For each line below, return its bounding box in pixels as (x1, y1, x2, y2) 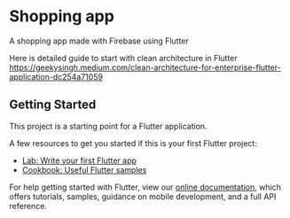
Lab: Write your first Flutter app (21, 155, 137, 166)
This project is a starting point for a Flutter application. (9, 121, 208, 131)
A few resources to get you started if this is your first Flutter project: (9, 137, 257, 148)
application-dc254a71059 (9, 71, 104, 82)
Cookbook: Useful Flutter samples (21, 164, 147, 175)
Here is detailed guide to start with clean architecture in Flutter (9, 52, 238, 63)
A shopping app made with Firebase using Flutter (9, 35, 189, 46)
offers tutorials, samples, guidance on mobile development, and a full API (9, 191, 277, 201)
